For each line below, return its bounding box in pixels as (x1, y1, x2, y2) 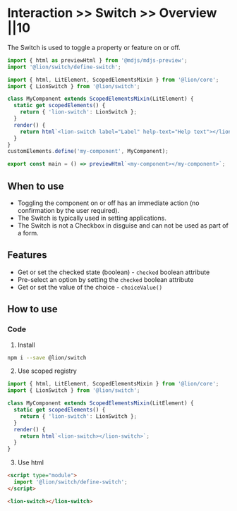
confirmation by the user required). (17, 207, 120, 214)
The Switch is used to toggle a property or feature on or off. (7, 43, 181, 51)
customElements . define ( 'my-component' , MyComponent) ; (7, 148, 169, 155)
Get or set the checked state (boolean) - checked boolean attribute (17, 268, 210, 276)
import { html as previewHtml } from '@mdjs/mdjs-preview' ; (7, 56, 188, 64)
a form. (17, 229, 39, 237)
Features (7, 249, 47, 261)
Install (17, 340, 35, 349)
